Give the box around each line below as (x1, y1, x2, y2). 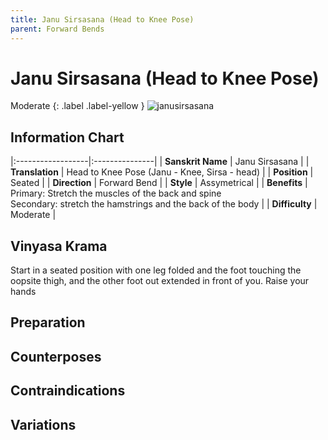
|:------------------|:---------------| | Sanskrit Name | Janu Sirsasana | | (10, 156, 310, 168)
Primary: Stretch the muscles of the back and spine (10, 187, 222, 200)
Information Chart (10, 129, 125, 146)
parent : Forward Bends (10, 24, 105, 34)
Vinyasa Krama (10, 237, 108, 255)
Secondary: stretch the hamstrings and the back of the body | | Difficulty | (10, 198, 318, 210)
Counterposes (10, 348, 102, 365)
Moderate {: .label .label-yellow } (10, 100, 145, 112)
